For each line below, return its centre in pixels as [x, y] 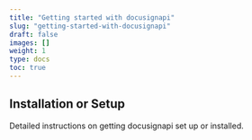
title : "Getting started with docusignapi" [92, 17]
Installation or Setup [67, 104]
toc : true [28, 68]
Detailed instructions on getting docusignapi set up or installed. [127, 126]
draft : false [34, 34]
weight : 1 [28, 51]
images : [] [30, 43]
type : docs [30, 59]
